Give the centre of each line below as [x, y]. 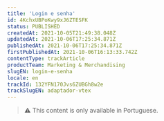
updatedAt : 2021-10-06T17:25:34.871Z [62, 39]
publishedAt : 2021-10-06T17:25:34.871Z [65, 46]
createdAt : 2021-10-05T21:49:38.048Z [62, 33]
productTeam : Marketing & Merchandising [66, 65]
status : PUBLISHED [34, 26]
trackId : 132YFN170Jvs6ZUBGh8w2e [55, 84]
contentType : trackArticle [46, 59]
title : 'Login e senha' [42, 13]
